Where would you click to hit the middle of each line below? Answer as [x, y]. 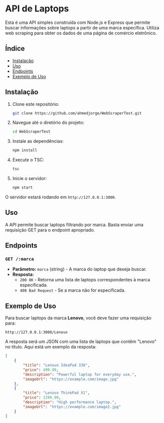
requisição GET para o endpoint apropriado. [50, 230]
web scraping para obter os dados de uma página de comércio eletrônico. [81, 33]
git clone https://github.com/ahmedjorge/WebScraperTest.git [77, 113]
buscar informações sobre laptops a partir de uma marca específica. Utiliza [82, 27]
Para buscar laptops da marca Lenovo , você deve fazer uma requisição [78, 318]
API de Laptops [37, 9]
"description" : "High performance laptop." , [70, 402]
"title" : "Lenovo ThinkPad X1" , [57, 393]
